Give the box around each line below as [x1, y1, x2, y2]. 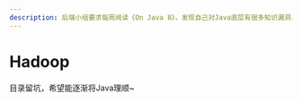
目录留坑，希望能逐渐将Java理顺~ [9, 82, 135, 93]
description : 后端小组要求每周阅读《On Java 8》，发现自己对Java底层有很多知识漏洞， [9, 13, 298, 22]
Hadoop [9, 51, 70, 72]
